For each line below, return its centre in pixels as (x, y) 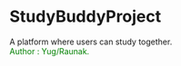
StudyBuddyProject (85, 17)
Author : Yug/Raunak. (50, 51)
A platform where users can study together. (91, 42)
